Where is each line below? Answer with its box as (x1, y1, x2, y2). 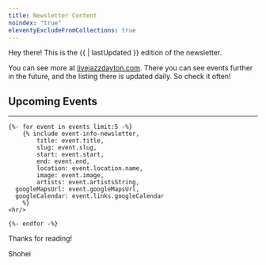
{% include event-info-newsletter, (22, 130, 140, 138)
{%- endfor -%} (8, 220, 59, 228)
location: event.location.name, (36, 165, 144, 172)
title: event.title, (36, 137, 104, 145)
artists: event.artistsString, (36, 179, 140, 187)
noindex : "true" (8, 19, 62, 27)
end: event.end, (36, 157, 90, 166)
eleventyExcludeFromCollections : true (8, 26, 136, 34)
